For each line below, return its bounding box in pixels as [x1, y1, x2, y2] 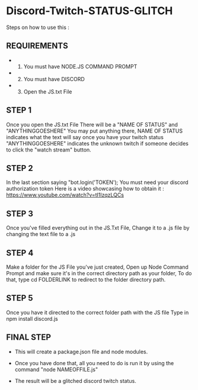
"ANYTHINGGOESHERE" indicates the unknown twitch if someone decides [6, 140, 189, 147]
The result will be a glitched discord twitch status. [14, 377, 136, 384]
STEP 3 [6, 208, 34, 218]
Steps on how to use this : [6, 24, 70, 31]
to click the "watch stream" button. [6, 146, 92, 153]
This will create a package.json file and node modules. [14, 348, 148, 355]
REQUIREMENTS [6, 41, 68, 51]
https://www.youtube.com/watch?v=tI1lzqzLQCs [6, 191, 124, 199]
